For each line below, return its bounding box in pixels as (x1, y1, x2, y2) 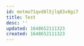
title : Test (6, 14, 36, 20)
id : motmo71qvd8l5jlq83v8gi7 (6, 8, 79, 15)
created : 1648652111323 (6, 31, 66, 37)
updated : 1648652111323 (6, 25, 66, 32)
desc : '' (6, 20, 28, 26)
